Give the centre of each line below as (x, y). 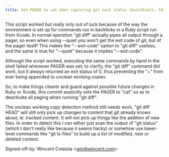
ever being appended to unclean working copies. (56, 76)
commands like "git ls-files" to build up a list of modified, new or (82, 133)
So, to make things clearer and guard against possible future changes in (80, 87)
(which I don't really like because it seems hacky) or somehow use (74, 128)
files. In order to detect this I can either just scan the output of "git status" (81, 123)
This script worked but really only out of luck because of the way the (76, 24)
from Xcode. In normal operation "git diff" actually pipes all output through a (84, 35)
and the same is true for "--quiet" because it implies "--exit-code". (74, 51)
